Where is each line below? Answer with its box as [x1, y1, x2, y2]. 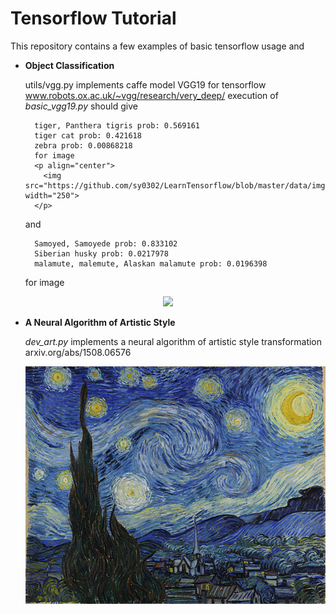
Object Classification [24, 59, 115, 71]
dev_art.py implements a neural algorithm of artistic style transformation [24, 335, 323, 347]
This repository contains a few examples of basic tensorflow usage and [10, 40, 305, 52]
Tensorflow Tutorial [10, 7, 177, 30]
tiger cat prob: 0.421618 [34, 130, 142, 141]
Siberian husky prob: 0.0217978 [34, 248, 169, 259]
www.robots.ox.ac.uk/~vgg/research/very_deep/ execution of [24, 89, 279, 101]
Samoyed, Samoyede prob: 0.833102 [34, 238, 178, 249]
